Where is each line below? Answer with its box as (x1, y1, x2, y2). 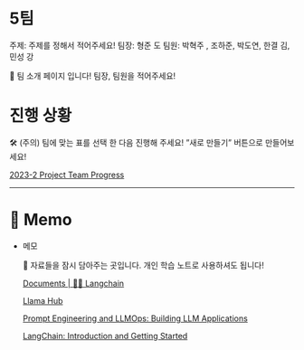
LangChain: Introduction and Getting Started (22, 330, 188, 341)
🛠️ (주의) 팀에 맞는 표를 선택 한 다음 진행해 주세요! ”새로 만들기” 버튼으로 (9, 137, 264, 147)
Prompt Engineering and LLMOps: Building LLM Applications (22, 313, 249, 324)
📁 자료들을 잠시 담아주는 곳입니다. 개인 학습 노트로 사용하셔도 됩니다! (22, 260, 264, 270)
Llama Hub (22, 295, 63, 306)
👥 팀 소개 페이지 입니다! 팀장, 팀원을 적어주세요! (9, 70, 176, 81)
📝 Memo (9, 210, 72, 231)
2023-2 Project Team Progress (9, 169, 125, 180)
